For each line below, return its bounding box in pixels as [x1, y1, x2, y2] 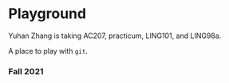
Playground [8, 5, 86, 23]
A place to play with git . [8, 46, 88, 55]
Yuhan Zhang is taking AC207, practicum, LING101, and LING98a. [8, 31, 222, 40]
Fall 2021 [8, 66, 44, 77]
